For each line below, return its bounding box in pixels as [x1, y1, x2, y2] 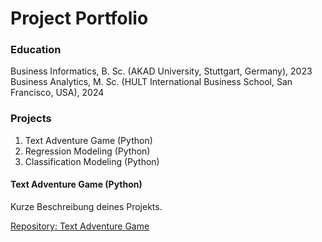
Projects [10, 112, 52, 126]
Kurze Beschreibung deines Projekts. [10, 200, 163, 212]
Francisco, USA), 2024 [10, 87, 105, 99]
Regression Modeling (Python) [24, 145, 151, 157]
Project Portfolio [10, 7, 149, 30]
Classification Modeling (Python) [24, 155, 160, 167]
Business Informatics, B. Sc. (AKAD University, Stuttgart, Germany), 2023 [10, 65, 313, 77]
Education [10, 43, 62, 57]
